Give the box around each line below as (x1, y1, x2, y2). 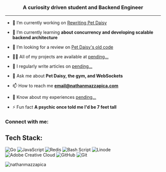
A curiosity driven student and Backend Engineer (23, 4, 143, 11)
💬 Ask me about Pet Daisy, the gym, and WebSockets (12, 73, 123, 79)
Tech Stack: (5, 133, 43, 142)
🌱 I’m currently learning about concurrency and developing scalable (12, 29, 154, 36)
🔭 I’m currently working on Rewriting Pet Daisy (12, 20, 107, 26)
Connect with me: (5, 118, 49, 125)
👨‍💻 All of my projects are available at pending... (12, 54, 109, 60)
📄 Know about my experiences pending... (12, 94, 96, 100)
